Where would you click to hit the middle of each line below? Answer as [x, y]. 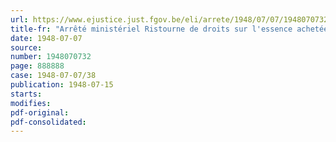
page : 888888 [37, 66]
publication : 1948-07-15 [62, 85]
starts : [26, 94]
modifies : [31, 103]
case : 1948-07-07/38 [53, 76]
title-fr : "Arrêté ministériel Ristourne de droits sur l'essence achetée [169, 29]
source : [26, 47]
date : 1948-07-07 [46, 38]
